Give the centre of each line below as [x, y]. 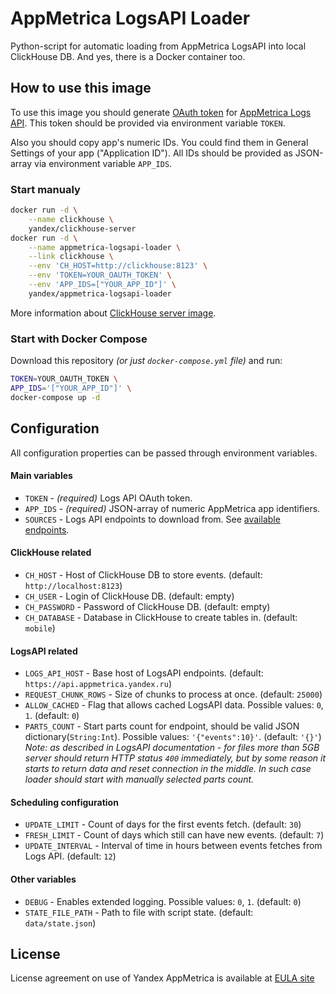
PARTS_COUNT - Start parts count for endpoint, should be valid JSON [162, 726]
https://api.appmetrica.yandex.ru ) [98, 684]
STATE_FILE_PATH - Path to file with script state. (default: [139, 912]
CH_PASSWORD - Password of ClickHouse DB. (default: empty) [147, 606]
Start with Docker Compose [79, 339]
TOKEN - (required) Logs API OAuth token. [108, 498]
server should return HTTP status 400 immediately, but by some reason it [175, 758]
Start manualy [45, 189]
